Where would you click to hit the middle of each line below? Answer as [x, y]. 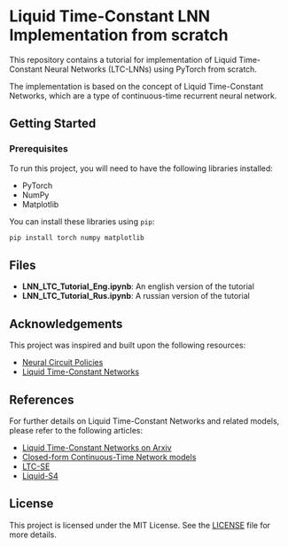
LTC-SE [36, 466]
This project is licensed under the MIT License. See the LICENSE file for [140, 525]
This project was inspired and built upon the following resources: [128, 345]
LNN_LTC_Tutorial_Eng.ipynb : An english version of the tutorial [138, 286]
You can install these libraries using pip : [82, 221]
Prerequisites [39, 149]
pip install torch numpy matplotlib [77, 238]
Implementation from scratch [119, 35]
